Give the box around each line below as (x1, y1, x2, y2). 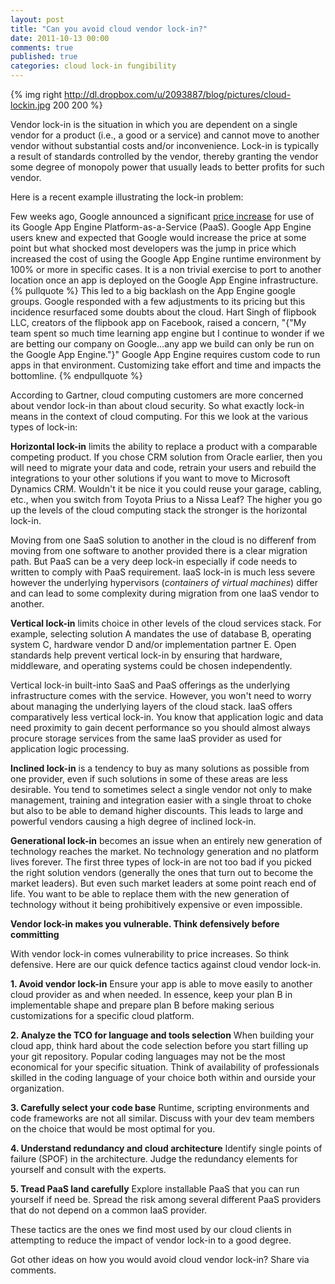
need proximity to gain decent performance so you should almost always (10, 722, 311, 733)
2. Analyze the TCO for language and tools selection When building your (10, 1029, 315, 1041)
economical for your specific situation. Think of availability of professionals (10, 1061, 320, 1073)
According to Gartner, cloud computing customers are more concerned (10, 389, 304, 401)
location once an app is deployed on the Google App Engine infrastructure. (10, 274, 319, 286)
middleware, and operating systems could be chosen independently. (10, 660, 293, 671)
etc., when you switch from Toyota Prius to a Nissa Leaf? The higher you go (10, 494, 323, 505)
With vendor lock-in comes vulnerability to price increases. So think (10, 948, 290, 960)
